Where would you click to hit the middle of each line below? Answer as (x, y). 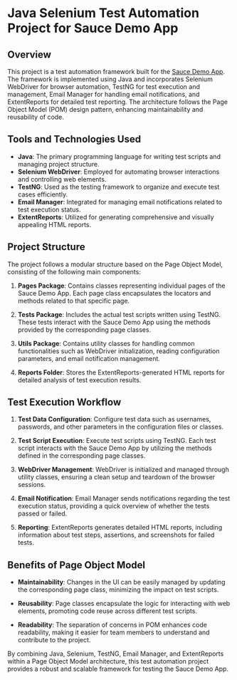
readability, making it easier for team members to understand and (114, 632)
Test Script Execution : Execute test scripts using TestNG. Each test (117, 441)
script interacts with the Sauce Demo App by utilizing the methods (115, 448)
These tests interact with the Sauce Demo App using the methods (114, 322)
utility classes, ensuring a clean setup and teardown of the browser (116, 477)
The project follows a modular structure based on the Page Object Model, (115, 264)
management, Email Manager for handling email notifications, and (104, 94)
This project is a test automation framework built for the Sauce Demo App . (116, 72)
